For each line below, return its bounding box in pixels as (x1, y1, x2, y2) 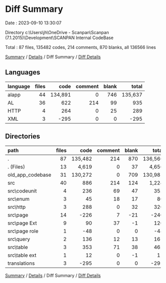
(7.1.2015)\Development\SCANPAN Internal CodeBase (5, 35, 114, 41)
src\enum (7, 195, 30, 202)
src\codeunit (7, 187, 37, 194)
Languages (5, 68, 41, 77)
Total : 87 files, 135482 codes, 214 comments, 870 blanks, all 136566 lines (5, 44, 156, 50)
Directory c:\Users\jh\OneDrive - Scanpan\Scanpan (5, 29, 109, 35)
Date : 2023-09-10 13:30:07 (5, 20, 62, 26)
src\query (7, 236, 31, 242)
